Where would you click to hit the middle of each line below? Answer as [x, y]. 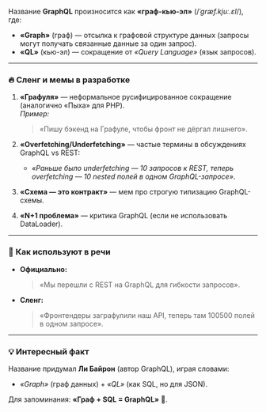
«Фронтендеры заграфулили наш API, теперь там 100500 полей [147, 315]
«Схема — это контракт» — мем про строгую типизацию [118, 192]
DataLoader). [41, 224]
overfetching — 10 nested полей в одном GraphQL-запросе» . [133, 176]
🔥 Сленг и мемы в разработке [69, 80]
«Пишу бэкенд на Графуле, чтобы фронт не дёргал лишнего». [143, 129]
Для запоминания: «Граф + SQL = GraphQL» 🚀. [88, 399]
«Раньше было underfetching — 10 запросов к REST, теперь [133, 168]
